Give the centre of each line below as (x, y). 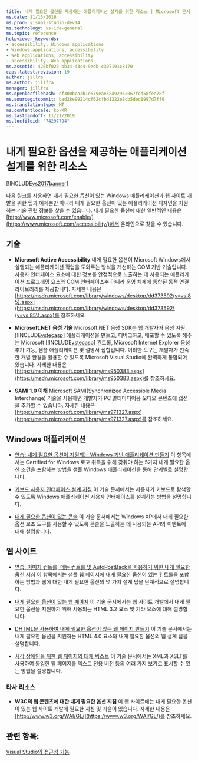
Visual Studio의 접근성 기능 (38, 752)
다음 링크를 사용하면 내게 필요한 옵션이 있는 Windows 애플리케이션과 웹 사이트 (96, 196)
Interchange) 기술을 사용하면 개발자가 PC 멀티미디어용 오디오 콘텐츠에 (96, 398)
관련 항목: (23, 737)
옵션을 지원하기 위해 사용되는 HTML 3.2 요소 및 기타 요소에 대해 (99, 609)
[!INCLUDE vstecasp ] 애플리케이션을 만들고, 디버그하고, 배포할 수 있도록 (98, 335)
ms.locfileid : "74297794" (38, 121)
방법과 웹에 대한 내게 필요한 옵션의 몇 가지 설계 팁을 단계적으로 (97, 581)
